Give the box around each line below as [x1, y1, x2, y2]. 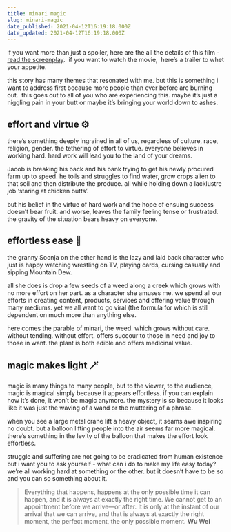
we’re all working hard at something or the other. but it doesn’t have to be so [7, 467, 224, 475]
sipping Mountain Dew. [7, 267, 72, 276]
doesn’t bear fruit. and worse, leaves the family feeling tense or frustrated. [7, 208, 219, 216]
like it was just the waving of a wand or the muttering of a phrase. [7, 403, 193, 412]
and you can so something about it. [7, 474, 108, 482]
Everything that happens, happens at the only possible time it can [23, 488, 210, 496]
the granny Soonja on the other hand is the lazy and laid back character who [7, 253, 224, 261]
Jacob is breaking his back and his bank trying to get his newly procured [7, 165, 214, 173]
